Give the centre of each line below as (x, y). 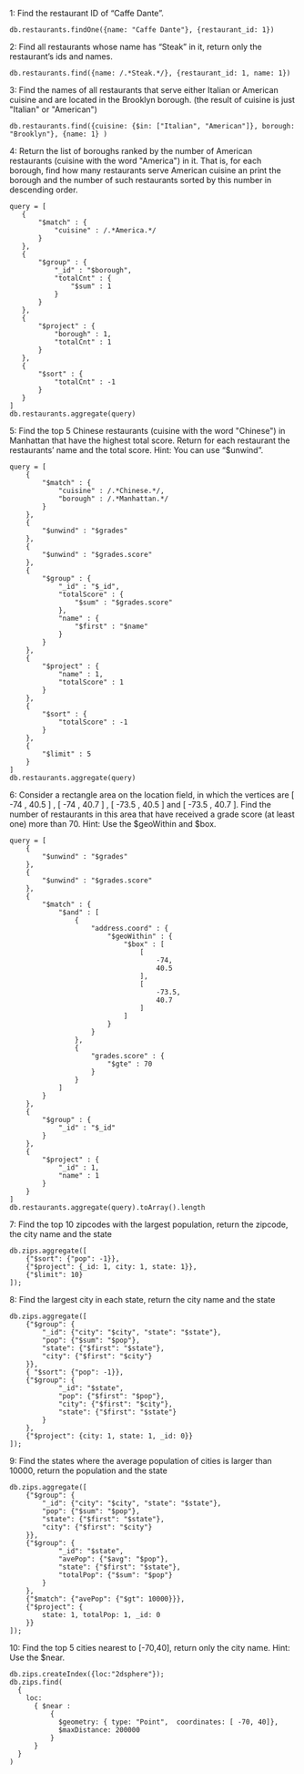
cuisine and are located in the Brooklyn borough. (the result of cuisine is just (152, 100)
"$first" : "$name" (111, 626)
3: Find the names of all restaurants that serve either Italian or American (144, 90)
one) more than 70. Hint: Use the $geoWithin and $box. (113, 824)
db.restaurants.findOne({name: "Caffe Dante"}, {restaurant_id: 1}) (142, 30)
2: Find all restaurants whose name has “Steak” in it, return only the (136, 46)
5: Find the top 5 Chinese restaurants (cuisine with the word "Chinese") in (147, 431)
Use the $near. (37, 1657)
